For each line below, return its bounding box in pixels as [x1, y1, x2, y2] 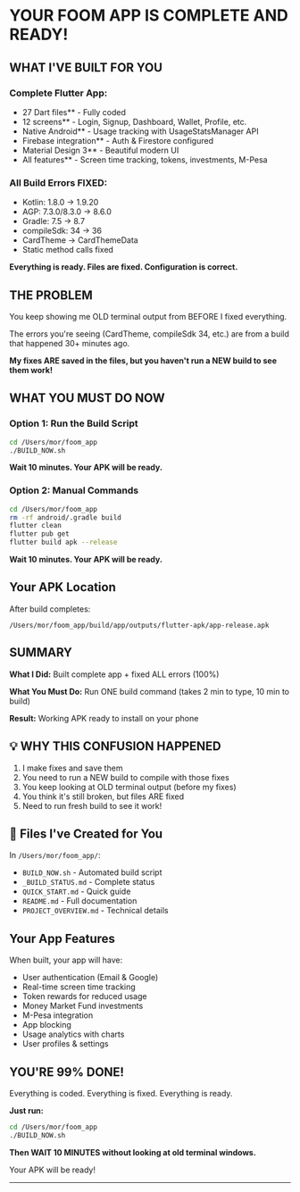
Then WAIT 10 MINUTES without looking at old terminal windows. [9, 1146, 256, 1157]
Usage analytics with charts [21, 1029, 125, 1040]
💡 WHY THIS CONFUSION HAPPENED [9, 738, 221, 754]
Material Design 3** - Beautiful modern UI [21, 145, 179, 155]
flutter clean [9, 521, 62, 530]
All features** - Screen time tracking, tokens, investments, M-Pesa [21, 154, 268, 165]
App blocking [21, 1020, 71, 1030]
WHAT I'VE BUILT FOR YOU [9, 60, 163, 75]
